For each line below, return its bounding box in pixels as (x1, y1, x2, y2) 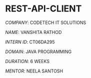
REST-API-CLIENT (5, 3, 82, 14)
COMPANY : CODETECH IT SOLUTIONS (5, 19, 86, 25)
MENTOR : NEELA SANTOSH (5, 68, 63, 74)
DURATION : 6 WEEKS (5, 58, 50, 64)
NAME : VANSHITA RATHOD (5, 29, 62, 35)
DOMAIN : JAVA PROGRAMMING (5, 48, 71, 54)
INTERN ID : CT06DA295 (5, 38, 55, 45)
